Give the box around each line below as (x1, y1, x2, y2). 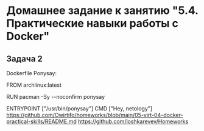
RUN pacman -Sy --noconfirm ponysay (6, 93, 105, 100)
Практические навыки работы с (6, 16, 178, 30)
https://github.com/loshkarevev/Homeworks (78, 118, 189, 125)
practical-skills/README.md (6, 118, 77, 125)
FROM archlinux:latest (6, 81, 62, 89)
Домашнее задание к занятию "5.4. (6, 4, 199, 18)
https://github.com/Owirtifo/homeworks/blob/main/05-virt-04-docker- (6, 112, 184, 118)
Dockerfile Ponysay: (6, 70, 57, 76)
